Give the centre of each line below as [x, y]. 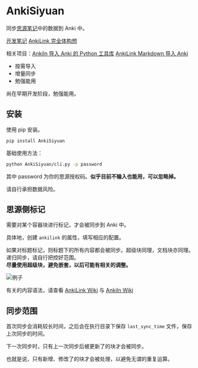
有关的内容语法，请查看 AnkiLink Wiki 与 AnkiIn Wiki [70, 290]
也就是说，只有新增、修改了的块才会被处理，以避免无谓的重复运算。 [89, 359]
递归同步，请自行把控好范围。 [43, 257]
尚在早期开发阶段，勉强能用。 [43, 93]
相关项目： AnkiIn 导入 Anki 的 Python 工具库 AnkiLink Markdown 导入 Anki [97, 53]
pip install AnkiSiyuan [36, 141]
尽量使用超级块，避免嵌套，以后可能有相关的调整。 [69, 265]
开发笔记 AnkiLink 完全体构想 [42, 40]
